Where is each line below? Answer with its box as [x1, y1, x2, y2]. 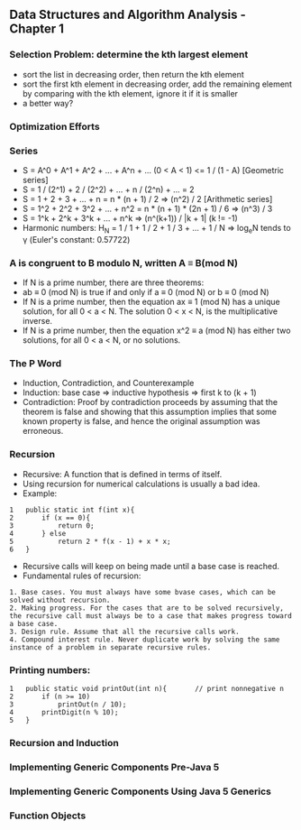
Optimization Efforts [9, 120, 101, 133]
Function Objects [9, 809, 87, 822]
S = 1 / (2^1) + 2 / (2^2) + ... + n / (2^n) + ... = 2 [22, 184, 196, 195]
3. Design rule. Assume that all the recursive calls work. [9, 627, 241, 636]
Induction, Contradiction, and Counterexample [22, 378, 195, 389]
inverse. [22, 316, 52, 326]
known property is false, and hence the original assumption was [22, 416, 260, 427]
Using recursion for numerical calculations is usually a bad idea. [22, 478, 260, 489]
